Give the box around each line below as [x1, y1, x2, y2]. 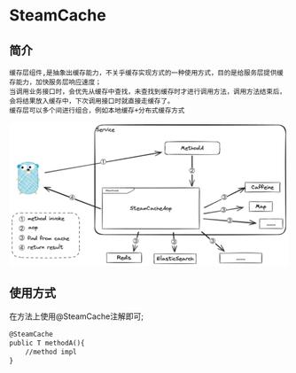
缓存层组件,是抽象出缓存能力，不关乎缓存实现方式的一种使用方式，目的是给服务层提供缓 [9, 68, 284, 77]
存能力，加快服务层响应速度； [9, 78, 102, 87]
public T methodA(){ [9, 338, 86, 347]
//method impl [25, 347, 77, 356]
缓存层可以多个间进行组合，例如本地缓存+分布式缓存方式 [9, 106, 185, 115]
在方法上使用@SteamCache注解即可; [9, 311, 144, 322]
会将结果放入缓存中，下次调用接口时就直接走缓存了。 [9, 97, 175, 105]
